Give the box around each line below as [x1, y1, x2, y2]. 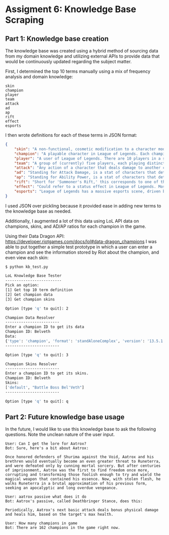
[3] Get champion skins [5, 297, 55, 302]
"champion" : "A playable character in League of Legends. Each [14, 151, 150, 156]
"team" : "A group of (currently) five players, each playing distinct [14, 161, 165, 166]
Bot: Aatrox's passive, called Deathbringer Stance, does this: [5, 499, 143, 504]
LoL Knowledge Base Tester [5, 273, 62, 278]
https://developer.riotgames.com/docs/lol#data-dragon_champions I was [5, 238, 157, 245]
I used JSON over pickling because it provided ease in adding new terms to [5, 203, 161, 209]
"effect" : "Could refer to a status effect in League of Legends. [14, 184, 156, 189]
